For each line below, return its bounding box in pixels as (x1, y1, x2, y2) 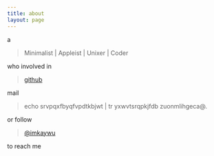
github (23, 75, 43, 83)
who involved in (7, 62, 52, 70)
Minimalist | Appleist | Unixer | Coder (23, 49, 129, 57)
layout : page (7, 16, 45, 23)
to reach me (7, 142, 41, 150)
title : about (7, 10, 45, 17)
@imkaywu (23, 129, 56, 137)
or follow (7, 115, 32, 124)
